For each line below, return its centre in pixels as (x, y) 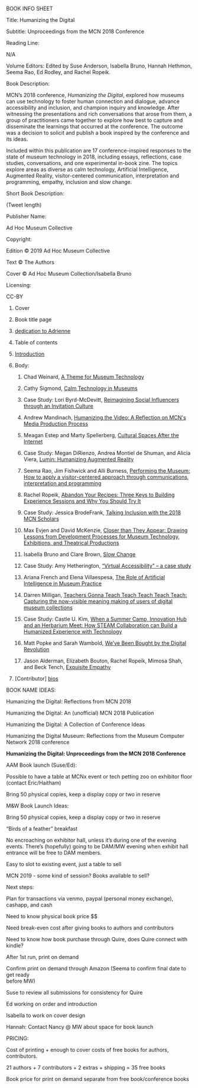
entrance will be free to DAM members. (54, 853)
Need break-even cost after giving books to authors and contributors (90, 928)
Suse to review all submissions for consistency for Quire (74, 992)
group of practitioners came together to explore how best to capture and (95, 120)
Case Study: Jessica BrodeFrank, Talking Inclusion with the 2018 (102, 512)
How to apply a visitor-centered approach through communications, (106, 477)
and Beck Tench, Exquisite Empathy (67, 667)
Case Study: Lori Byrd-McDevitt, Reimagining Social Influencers (101, 400)
